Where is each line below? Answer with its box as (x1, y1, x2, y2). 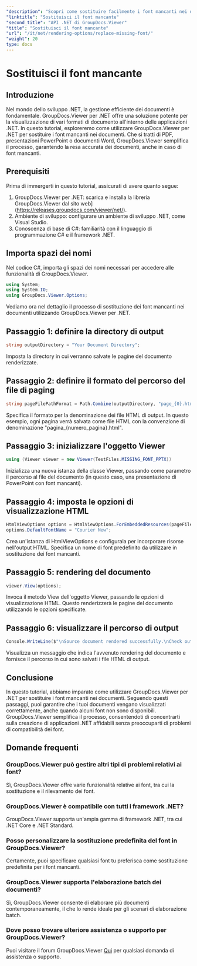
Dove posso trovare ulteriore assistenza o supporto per (6, 926, 167, 934)
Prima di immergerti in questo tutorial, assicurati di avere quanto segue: (6, 182, 179, 189)
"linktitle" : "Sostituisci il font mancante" (6, 14, 119, 20)
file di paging (6, 385, 55, 395)
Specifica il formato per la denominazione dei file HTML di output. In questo (6, 411, 189, 419)
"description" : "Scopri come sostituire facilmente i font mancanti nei (6, 8, 188, 15)
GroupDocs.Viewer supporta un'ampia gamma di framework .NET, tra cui (6, 815, 183, 822)
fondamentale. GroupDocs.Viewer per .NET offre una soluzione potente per (6, 112, 189, 119)
